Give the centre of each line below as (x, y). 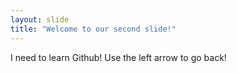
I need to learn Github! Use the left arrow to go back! (118, 57)
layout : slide (40, 19)
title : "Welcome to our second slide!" (93, 29)
